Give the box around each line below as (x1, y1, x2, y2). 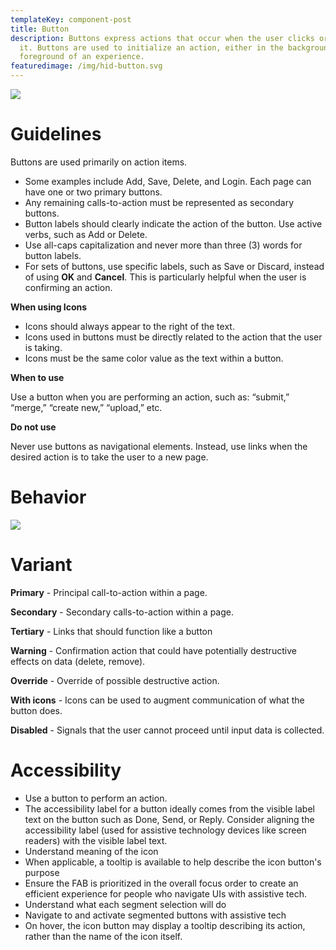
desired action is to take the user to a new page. (10, 451, 209, 463)
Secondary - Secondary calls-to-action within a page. (10, 606, 234, 618)
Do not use (10, 421, 57, 433)
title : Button (10, 24, 70, 34)
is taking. (24, 341, 63, 353)
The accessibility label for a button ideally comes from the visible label (24, 802, 315, 815)
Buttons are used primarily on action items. (10, 156, 188, 168)
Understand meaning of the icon (24, 845, 159, 857)
